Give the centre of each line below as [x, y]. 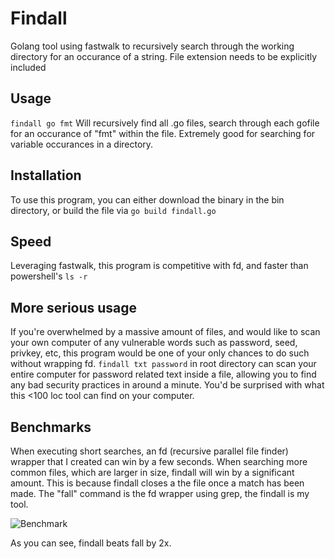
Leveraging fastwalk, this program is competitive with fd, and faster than [159, 266]
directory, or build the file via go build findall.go [113, 210]
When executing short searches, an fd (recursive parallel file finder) [149, 451]
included [28, 67]
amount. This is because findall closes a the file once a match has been [157, 483]
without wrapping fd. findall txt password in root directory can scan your [163, 364]
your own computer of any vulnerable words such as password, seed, [154, 343]
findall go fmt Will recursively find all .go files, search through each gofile [165, 123]
